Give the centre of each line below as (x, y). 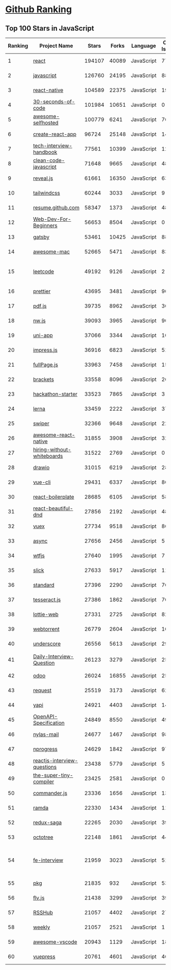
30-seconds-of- (54, 102)
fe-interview (48, 860)
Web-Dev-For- (52, 219)
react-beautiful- (53, 508)
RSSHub (43, 913)
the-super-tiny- (53, 775)
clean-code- (49, 160)
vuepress (44, 956)
